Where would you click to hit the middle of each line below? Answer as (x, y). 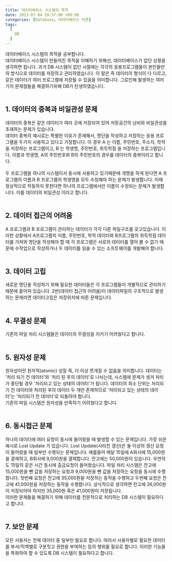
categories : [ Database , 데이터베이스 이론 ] (48, 20)
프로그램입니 (153, 148)
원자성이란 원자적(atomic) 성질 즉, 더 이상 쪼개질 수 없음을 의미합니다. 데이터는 (84, 370)
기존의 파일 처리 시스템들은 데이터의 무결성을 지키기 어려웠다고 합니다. (75, 334)
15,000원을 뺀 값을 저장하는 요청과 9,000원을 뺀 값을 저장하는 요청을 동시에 (81, 471)
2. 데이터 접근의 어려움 (39, 216)
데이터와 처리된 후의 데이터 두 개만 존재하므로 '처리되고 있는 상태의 (82, 390)
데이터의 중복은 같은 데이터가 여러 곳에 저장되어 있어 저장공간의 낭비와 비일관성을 (86, 123)
